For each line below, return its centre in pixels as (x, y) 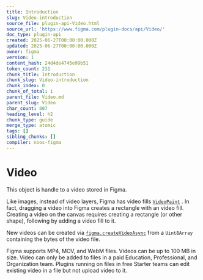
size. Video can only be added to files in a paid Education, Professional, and (102, 257)
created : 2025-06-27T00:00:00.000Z (52, 40)
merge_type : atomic (31, 126)
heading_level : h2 (30, 114)
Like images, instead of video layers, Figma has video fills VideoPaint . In (98, 201)
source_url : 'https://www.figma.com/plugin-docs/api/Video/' (86, 29)
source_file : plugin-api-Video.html (53, 23)
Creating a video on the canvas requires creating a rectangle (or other (94, 214)
